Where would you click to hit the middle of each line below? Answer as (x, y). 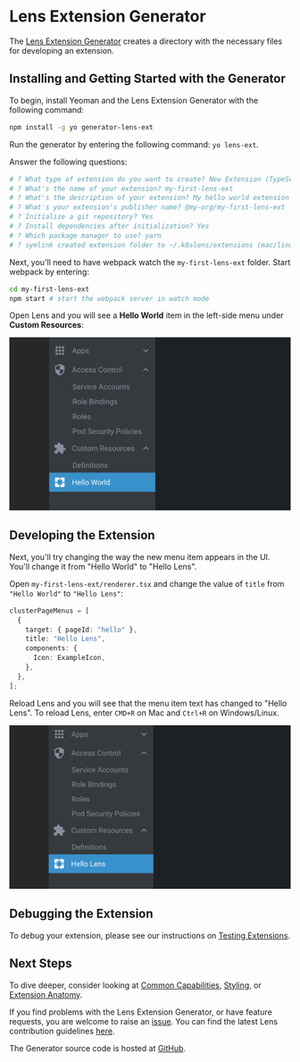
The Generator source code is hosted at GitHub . (97, 1048)
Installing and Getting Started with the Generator (147, 79)
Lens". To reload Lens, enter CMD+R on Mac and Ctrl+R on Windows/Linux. (144, 713)
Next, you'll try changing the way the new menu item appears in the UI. (140, 556)
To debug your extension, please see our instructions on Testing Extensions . (150, 935)
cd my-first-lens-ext (50, 289)
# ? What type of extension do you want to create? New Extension (135, 179)
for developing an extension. (62, 50)
